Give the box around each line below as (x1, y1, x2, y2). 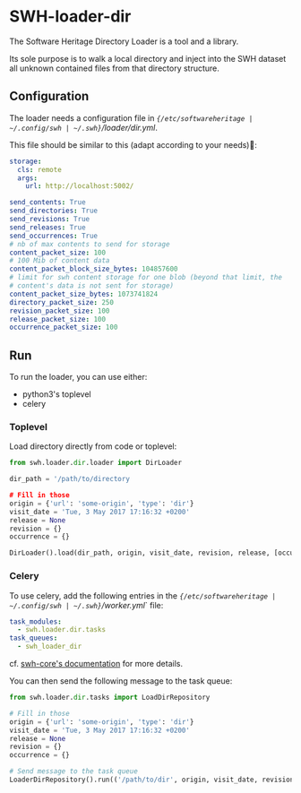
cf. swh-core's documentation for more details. (9, 659, 184, 669)
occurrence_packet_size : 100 (9, 323, 118, 332)
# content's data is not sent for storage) (9, 281, 175, 290)
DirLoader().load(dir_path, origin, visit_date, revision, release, (9, 548, 271, 557)
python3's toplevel (21, 389, 91, 400)
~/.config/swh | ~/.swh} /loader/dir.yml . (9, 122, 159, 133)
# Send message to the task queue (9, 767, 139, 776)
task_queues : (9, 634, 58, 642)
